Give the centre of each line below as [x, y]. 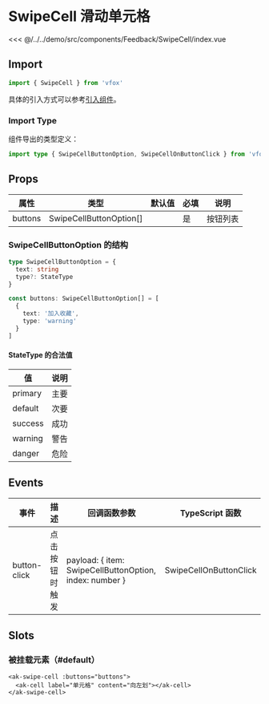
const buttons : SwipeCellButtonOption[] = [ [84, 299]
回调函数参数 [112, 512]
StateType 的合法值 [41, 355]
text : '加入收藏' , [51, 314]
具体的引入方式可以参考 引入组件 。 [64, 99]
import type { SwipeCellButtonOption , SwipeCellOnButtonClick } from [127, 154]
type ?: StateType [44, 277]
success [28, 423]
